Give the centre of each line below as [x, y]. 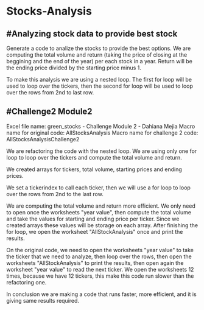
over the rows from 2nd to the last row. [55, 194]
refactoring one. [26, 282]
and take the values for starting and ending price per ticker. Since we [93, 219]
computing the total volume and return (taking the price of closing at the [97, 55]
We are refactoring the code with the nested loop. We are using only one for [102, 151]
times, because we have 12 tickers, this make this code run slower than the [100, 276]
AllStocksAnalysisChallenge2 [43, 139]
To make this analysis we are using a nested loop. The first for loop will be [99, 79]
